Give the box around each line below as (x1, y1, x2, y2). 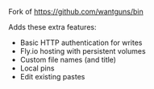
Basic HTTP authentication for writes (19, 38, 143, 47)
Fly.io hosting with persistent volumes (19, 47, 147, 55)
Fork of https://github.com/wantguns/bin (8, 7, 144, 16)
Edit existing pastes (19, 72, 85, 81)
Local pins (19, 63, 55, 73)
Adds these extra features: (8, 22, 97, 31)
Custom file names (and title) (19, 55, 117, 64)
